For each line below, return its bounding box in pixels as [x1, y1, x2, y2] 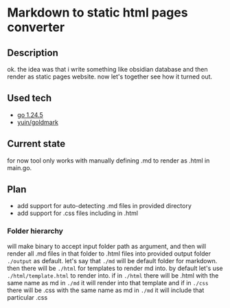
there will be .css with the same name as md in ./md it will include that [7, 286, 205, 294]
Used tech [7, 92, 52, 104]
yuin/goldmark [16, 118, 58, 126]
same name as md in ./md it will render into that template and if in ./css [7, 278, 209, 287]
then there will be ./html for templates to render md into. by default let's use [7, 264, 223, 272]
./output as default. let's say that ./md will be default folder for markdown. [7, 256, 218, 265]
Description [7, 47, 58, 59]
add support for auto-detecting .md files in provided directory [16, 202, 192, 210]
